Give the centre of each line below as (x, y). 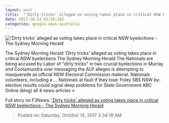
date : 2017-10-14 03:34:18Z (35, 19)
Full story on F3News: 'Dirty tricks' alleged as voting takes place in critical (82, 100)
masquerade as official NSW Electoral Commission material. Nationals (77, 75)
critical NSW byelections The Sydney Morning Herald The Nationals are (79, 59)
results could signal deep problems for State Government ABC (87, 85)
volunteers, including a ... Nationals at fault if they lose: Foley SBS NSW (79, 80)
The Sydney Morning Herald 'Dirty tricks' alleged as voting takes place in (81, 53)
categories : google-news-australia (43, 24)
